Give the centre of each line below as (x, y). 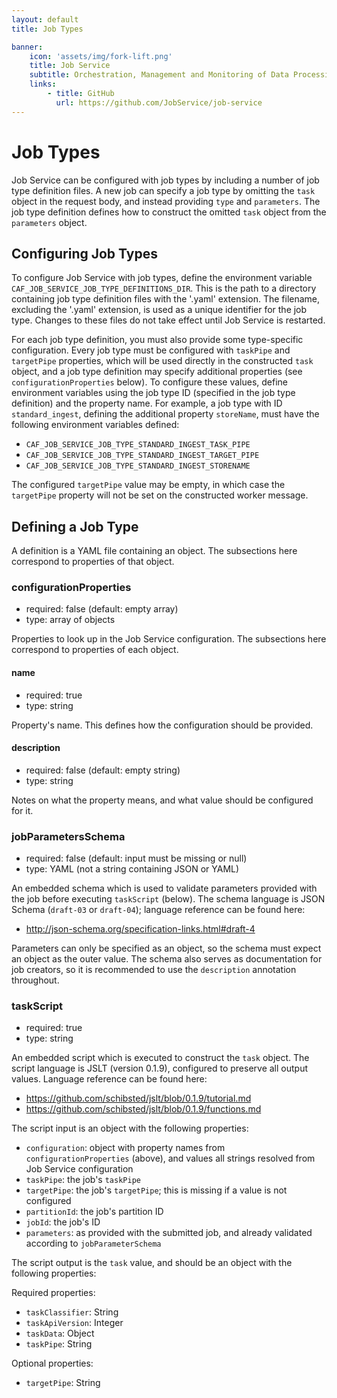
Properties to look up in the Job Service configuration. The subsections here (169, 639)
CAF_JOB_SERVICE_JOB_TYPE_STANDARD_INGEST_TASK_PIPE (138, 445)
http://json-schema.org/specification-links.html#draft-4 (140, 929)
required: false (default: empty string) (103, 770)
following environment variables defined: (95, 425)
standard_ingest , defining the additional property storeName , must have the (165, 414)
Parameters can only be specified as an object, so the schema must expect (166, 948)
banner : (27, 47)
